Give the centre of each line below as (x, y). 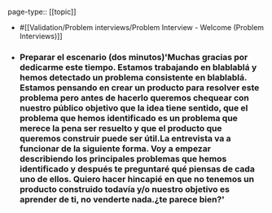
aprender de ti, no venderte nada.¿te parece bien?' (122, 199)
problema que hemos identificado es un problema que (128, 118)
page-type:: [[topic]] (42, 12)
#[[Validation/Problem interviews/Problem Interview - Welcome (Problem (142, 27)
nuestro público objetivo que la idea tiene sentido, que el (134, 107)
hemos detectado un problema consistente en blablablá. (133, 77)
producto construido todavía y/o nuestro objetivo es (124, 189)
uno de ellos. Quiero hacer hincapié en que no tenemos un (136, 179)
